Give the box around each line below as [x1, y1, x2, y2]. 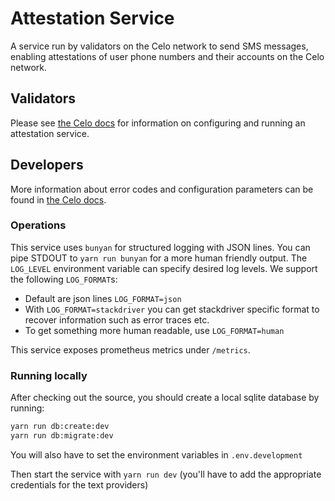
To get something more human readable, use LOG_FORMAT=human [24, 324, 285, 336]
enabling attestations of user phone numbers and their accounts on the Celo [10, 50, 325, 62]
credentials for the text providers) [10, 478, 149, 491]
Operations [10, 218, 67, 232]
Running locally [10, 368, 88, 382]
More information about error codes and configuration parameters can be [10, 183, 314, 195]
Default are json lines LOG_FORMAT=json [24, 292, 182, 304]
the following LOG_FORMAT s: [10, 273, 118, 285]
